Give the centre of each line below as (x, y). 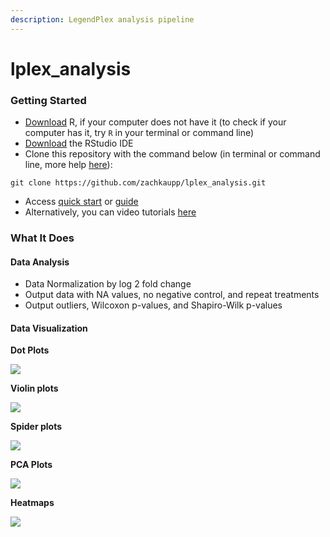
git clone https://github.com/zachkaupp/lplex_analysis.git (138, 183)
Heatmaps (32, 503)
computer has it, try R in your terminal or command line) (139, 133)
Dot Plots (30, 350)
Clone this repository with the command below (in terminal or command (172, 154)
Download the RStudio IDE (79, 143)
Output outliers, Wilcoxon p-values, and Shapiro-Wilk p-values (153, 305)
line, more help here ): (68, 165)
